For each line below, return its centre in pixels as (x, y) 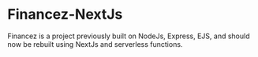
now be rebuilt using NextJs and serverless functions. (95, 44)
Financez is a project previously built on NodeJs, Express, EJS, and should (129, 36)
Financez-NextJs (65, 14)
